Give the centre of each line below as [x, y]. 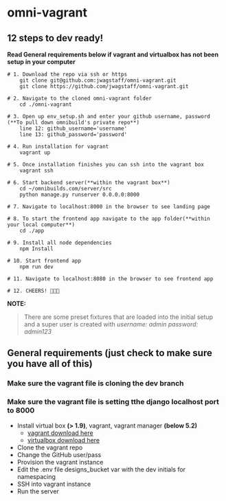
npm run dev [36, 267]
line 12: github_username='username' [74, 129]
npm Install [36, 249]
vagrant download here [60, 433]
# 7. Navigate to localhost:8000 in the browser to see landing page [109, 207]
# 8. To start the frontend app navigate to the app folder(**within [109, 219]
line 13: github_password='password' [74, 135]
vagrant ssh [36, 170]
